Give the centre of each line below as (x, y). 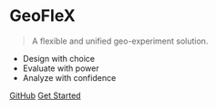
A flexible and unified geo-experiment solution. (120, 41)
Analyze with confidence (69, 77)
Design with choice (59, 58)
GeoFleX (42, 16)
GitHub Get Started (45, 95)
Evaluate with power (61, 68)
